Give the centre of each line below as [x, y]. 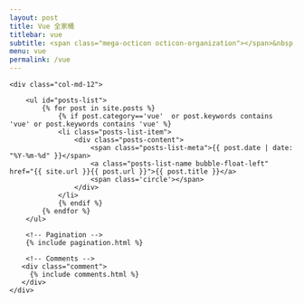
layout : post [34, 18]
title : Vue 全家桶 [42, 26]
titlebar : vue [36, 34]
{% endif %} [80, 204]
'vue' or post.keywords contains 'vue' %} [90, 124]
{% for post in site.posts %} [99, 109]
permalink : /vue [40, 60]
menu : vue [28, 52]
